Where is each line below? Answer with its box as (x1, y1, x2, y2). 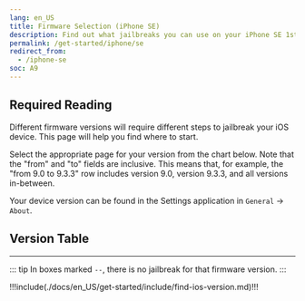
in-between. (9, 178, 55, 189)
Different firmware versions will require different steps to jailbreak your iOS (9, 121, 289, 132)
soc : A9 (9, 64, 39, 73)
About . (9, 205, 33, 216)
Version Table (9, 231, 89, 247)
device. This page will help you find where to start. (9, 131, 199, 141)
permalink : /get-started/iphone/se (9, 38, 144, 48)
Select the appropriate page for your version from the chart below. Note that (9, 149, 295, 160)
